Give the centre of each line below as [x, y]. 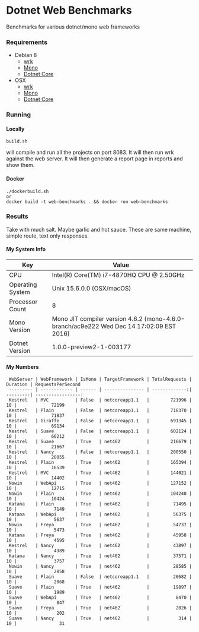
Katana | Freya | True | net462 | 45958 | [100, 535]
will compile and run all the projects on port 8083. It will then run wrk [90, 153]
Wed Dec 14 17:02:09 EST [138, 326]
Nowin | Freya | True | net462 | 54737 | [100, 525]
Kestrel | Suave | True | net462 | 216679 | [100, 442]
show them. [20, 165]
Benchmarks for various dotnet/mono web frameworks [73, 27]
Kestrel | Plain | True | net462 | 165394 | [100, 463]
